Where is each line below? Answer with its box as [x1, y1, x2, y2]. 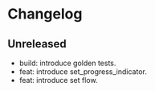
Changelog [7, 5, 83, 23]
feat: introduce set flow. [18, 76, 98, 85]
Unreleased [7, 37, 67, 51]
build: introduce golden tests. [18, 58, 116, 68]
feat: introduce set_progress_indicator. [18, 67, 148, 77]
